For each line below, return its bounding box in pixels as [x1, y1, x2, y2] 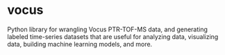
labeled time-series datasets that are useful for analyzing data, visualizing [7, 32, 219, 40]
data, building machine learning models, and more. [7, 40, 153, 48]
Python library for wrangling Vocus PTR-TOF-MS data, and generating [7, 25, 208, 33]
